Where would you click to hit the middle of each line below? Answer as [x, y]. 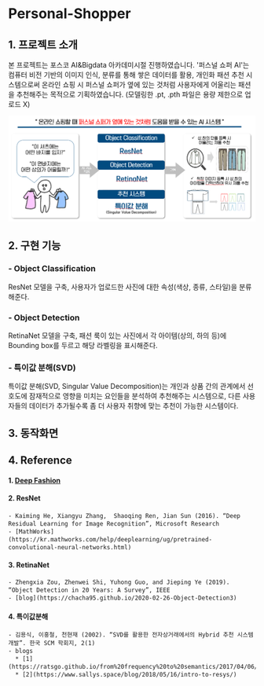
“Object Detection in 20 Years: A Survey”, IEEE [89, 590]
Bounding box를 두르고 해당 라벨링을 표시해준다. [83, 346]
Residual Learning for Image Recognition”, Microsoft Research [114, 523]
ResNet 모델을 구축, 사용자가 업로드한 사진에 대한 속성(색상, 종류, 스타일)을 [123, 287]
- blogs [21, 651]
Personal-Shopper [70, 14]
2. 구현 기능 [35, 246]
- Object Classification [52, 269]
